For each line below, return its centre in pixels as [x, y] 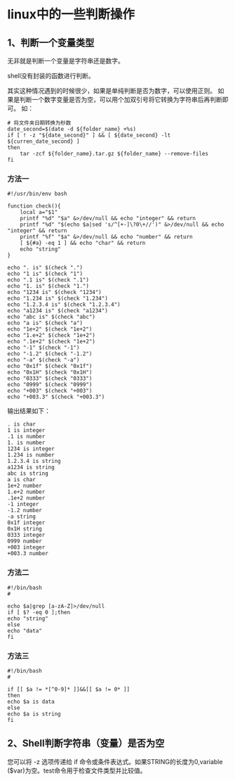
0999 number [25, 541]
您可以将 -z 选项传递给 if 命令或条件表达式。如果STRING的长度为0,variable [115, 761]
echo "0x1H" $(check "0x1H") [50, 373]
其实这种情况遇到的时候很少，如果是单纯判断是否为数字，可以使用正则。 [112, 91]
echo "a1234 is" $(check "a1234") [58, 311]
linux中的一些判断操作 [71, 14]
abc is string [28, 474]
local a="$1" [39, 212]
